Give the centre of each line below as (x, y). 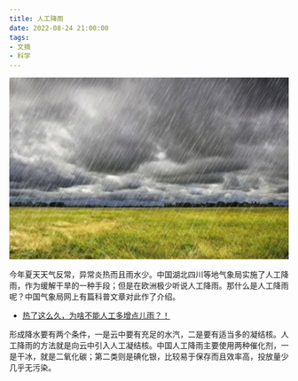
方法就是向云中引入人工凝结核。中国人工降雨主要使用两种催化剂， (160, 345)
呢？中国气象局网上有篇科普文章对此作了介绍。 (94, 296)
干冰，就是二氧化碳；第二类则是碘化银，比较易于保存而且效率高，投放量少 (153, 356)
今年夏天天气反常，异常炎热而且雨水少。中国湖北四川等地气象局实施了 (137, 274)
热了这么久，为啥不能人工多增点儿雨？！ (96, 315)
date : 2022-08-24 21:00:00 (59, 28)
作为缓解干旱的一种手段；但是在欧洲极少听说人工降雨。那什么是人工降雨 (157, 285)
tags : (19, 37)
